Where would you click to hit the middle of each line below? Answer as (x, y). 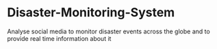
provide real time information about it (59, 38)
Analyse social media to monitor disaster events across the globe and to (108, 31)
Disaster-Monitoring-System (91, 13)
